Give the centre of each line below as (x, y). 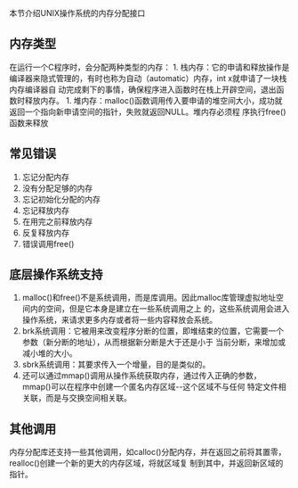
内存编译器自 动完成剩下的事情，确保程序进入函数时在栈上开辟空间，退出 (143, 89)
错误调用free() (48, 244)
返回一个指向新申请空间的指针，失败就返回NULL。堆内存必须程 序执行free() (148, 112)
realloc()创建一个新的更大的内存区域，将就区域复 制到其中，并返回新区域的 (146, 463)
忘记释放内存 (45, 210)
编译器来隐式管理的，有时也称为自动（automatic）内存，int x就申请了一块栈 (148, 78)
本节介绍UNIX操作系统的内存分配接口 (77, 13)
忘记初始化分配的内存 (61, 199)
